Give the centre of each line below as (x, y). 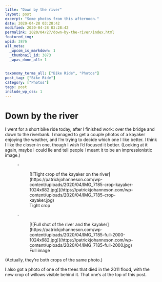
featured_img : (20, 37)
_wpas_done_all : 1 (28, 60)
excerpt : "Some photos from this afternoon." (52, 19)
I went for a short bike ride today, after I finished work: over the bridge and (80, 129)
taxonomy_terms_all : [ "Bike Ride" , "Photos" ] (52, 73)
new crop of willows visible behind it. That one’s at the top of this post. (76, 275)
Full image (40, 251)
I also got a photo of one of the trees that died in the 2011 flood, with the (77, 269)
